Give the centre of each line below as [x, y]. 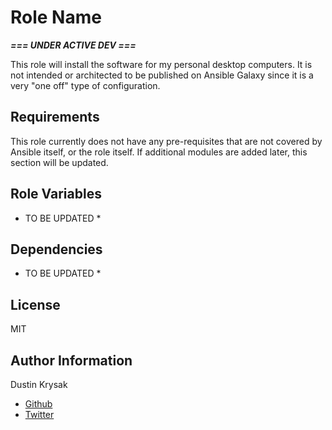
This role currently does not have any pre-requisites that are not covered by [166, 141]
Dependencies [56, 249]
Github [38, 404]
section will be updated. [59, 162]
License [35, 304]
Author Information [71, 360]
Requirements [55, 117]
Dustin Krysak [39, 384]
